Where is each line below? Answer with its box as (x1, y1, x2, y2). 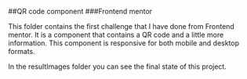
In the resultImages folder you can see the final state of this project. (8, 62, 227, 71)
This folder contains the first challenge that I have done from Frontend (8, 22, 235, 31)
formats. (8, 47, 35, 56)
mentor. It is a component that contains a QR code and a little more (8, 31, 224, 39)
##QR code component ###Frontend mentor (8, 7, 153, 16)
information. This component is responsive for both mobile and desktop (8, 38, 240, 48)
